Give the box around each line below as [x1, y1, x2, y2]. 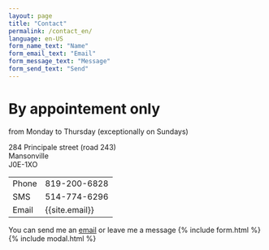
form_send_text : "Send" [8, 65, 89, 73]
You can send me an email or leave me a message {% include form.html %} [8, 225, 262, 235]
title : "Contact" [8, 19, 67, 28]
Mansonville [8, 151, 49, 161]
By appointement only [8, 99, 161, 118]
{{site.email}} [45, 204, 95, 215]
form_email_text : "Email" [8, 50, 96, 58]
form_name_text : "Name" [8, 42, 89, 50]
